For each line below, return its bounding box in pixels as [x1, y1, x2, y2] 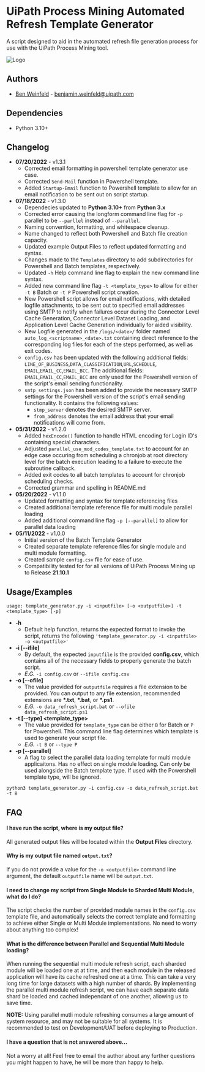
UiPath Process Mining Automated [6, 4, 185, 18]
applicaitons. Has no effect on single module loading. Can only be [24, 760, 190, 768]
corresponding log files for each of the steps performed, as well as [24, 341, 193, 348]
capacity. [24, 236, 48, 244]
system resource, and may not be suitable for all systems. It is [6, 1017, 162, 1025]
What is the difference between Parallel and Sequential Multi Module [6, 940, 185, 947]
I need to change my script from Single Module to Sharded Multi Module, [6, 886, 195, 893]
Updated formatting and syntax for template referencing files [24, 497, 178, 504]
